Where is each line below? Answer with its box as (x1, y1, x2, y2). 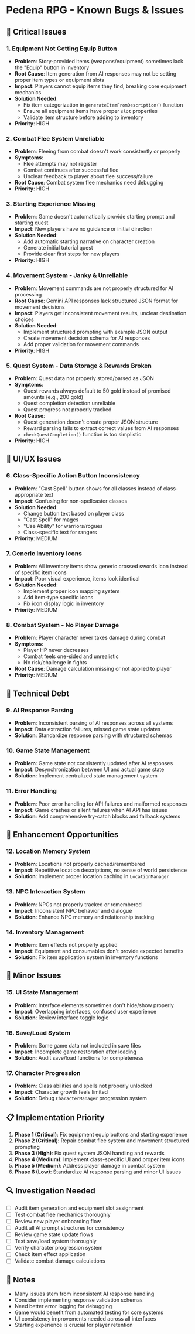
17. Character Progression (6, 1069, 81, 1077)
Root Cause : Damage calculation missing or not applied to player (14, 666, 172, 673)
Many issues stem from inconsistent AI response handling (14, 1290, 155, 1298)
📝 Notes (6, 1275, 36, 1285)
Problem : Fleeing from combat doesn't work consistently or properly (14, 148, 181, 155)
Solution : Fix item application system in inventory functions (14, 953, 158, 961)
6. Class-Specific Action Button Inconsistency (6, 472, 141, 480)
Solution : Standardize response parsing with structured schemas (14, 732, 172, 739)
